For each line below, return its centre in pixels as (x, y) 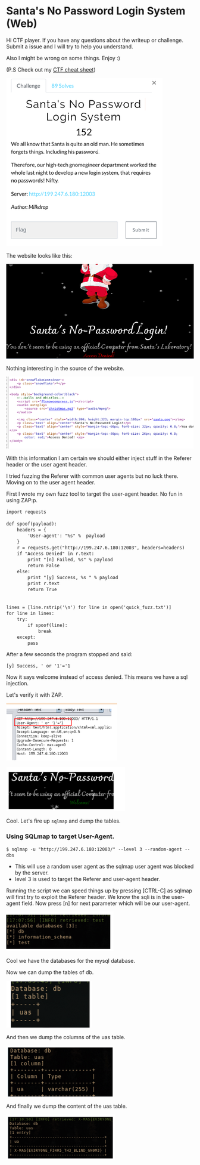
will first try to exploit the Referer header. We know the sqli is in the (88, 897)
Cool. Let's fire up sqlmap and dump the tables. (63, 821)
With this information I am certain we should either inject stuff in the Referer (99, 458)
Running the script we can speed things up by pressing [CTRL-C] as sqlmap (99, 891)
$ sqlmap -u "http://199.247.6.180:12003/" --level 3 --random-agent (94, 849)
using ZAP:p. (22, 500)
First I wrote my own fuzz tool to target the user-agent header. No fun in (94, 494)
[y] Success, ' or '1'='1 (38, 666)
